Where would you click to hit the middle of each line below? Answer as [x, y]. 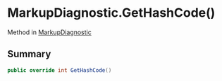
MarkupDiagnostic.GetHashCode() [111, 13]
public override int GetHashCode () [60, 70]
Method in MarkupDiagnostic [49, 32]
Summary [29, 54]
